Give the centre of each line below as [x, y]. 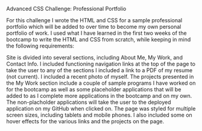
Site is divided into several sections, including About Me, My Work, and [94, 57]
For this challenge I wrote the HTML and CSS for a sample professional [94, 20]
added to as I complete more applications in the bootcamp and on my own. [99, 96]
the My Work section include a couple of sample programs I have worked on [101, 83]
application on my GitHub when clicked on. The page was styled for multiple [101, 108]
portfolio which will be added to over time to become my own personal [94, 27]
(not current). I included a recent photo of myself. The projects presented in [100, 77]
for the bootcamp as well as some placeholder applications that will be [94, 89]
